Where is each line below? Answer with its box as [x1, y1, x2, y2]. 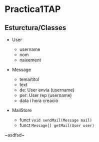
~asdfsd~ [4, 132, 25, 138]
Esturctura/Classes [4, 23, 66, 32]
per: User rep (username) [19, 92, 72, 98]
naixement [19, 57, 41, 63]
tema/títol [19, 76, 39, 82]
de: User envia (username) [19, 87, 74, 93]
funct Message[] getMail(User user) [19, 122, 94, 128]
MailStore [11, 107, 32, 113]
